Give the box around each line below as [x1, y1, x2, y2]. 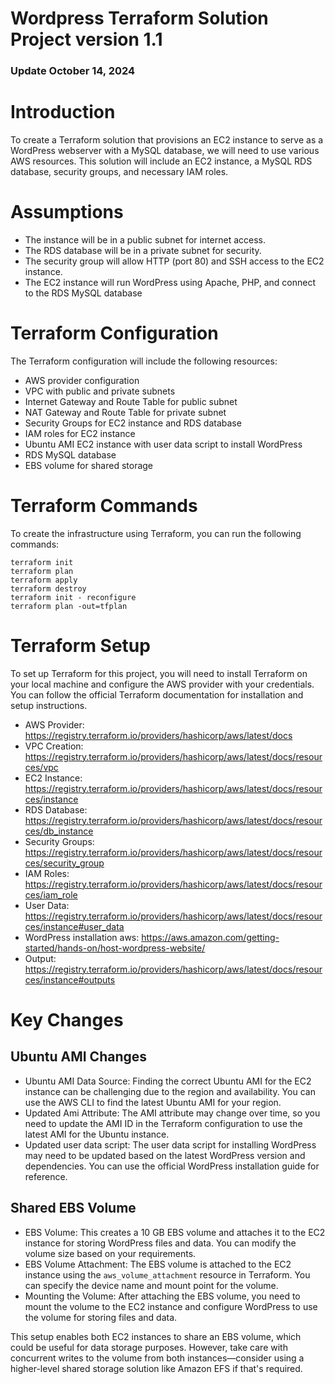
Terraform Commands [10, 495, 198, 517]
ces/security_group [24, 857, 105, 869]
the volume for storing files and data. [24, 1311, 178, 1323]
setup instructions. [10, 699, 88, 711]
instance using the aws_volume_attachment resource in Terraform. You [24, 1268, 311, 1281]
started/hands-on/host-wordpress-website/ [24, 942, 206, 954]
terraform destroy [10, 583, 87, 594]
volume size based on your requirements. [24, 1247, 197, 1259]
